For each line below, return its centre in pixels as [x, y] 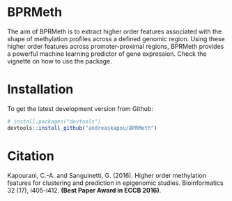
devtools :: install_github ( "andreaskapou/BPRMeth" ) [82, 128]
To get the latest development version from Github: [80, 108]
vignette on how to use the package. [60, 61]
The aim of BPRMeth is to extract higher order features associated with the [115, 31]
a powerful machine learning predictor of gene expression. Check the [107, 54]
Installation [40, 90]
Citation [31, 156]
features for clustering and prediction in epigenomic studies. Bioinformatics [116, 183]
